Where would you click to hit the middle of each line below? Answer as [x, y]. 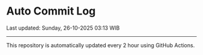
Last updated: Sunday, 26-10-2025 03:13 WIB [63, 28]
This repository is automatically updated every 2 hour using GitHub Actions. [101, 45]
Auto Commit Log [51, 11]
